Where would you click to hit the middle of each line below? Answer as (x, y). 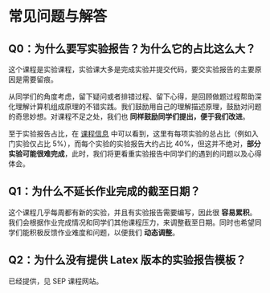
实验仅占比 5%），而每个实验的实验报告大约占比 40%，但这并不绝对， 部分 (138, 144)
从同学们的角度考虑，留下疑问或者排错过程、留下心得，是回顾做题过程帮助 (131, 96)
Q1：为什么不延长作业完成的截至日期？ (104, 191)
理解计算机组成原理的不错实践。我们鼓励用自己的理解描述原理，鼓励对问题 (138, 106)
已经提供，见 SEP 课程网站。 (56, 281)
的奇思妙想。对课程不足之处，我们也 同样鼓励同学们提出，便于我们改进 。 (129, 116)
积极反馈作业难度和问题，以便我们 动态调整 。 (104, 232)
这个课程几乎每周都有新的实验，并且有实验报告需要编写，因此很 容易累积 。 (133, 212)
